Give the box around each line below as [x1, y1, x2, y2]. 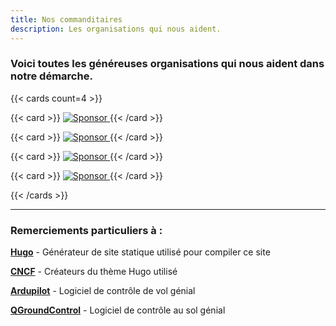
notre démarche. [10, 69, 93, 83]
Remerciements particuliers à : [10, 223, 163, 237]
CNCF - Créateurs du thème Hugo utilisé [10, 266, 178, 278]
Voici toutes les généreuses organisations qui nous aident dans [10, 57, 325, 71]
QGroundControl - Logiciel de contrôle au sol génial [10, 304, 226, 316]
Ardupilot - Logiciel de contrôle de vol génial [10, 285, 196, 297]
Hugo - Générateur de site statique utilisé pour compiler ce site [10, 246, 271, 258]
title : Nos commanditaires [10, 14, 123, 25]
